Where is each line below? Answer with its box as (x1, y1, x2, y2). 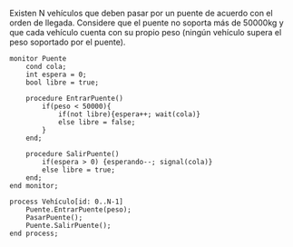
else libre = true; (42, 165, 116, 174)
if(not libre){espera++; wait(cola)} (57, 110, 201, 119)
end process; (9, 229, 59, 238)
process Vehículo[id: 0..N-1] (9, 197, 124, 206)
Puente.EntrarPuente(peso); (25, 205, 132, 214)
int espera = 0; (25, 70, 88, 79)
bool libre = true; (25, 78, 100, 87)
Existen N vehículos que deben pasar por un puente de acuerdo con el (9, 8, 274, 18)
